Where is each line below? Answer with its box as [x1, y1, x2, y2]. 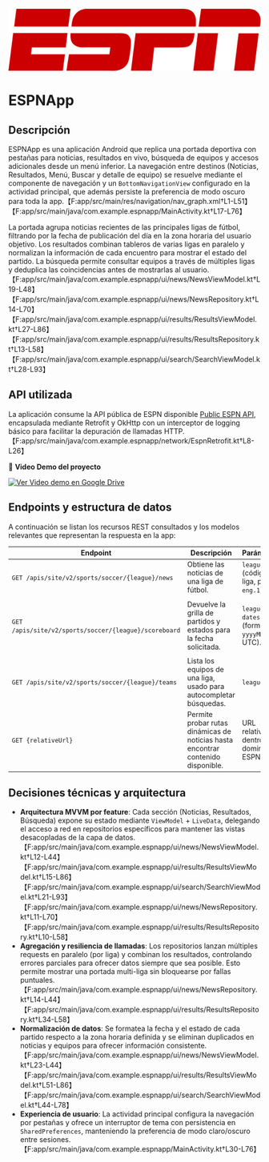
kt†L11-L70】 [19, 912, 62, 922]
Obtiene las [187, 559, 225, 569]
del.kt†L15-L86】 [19, 872, 76, 882]
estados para [187, 625, 231, 635]
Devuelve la [187, 599, 226, 609]
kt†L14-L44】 [19, 995, 65, 1004]
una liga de [187, 577, 224, 587]
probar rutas [187, 718, 228, 728]
